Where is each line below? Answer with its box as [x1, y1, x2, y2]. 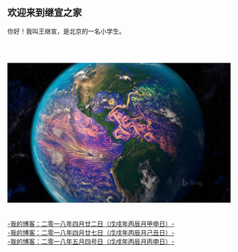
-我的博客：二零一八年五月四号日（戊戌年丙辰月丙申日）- [7, 237, 175, 246]
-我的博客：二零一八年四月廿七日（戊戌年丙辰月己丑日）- [7, 228, 175, 236]
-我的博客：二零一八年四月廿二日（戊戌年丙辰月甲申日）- [7, 219, 175, 228]
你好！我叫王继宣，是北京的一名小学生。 [7, 27, 125, 35]
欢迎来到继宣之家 [7, 6, 82, 19]
